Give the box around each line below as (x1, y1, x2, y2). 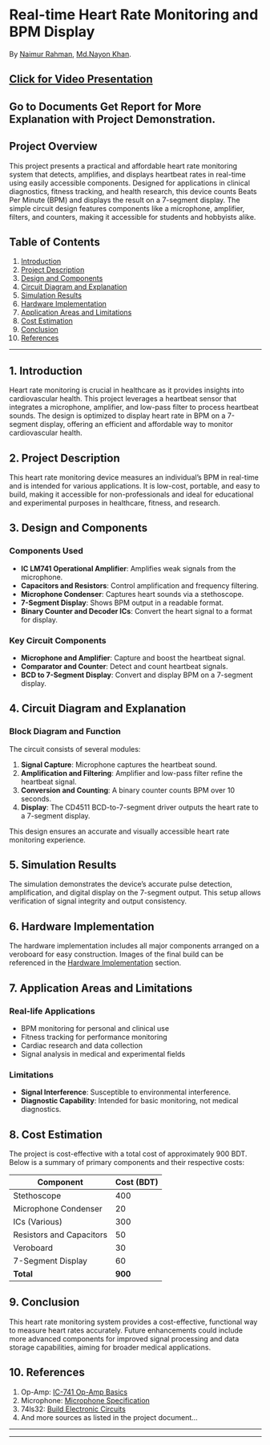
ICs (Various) (13, 1216, 62, 1228)
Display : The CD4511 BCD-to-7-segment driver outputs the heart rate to (20, 802, 259, 812)
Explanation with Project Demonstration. (9, 112, 216, 126)
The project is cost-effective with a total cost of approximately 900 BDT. (9, 1149, 248, 1159)
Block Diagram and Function (9, 726, 121, 737)
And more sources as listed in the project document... (20, 1412, 199, 1422)
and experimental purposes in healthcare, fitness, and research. (9, 497, 221, 507)
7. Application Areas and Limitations (9, 981, 193, 995)
